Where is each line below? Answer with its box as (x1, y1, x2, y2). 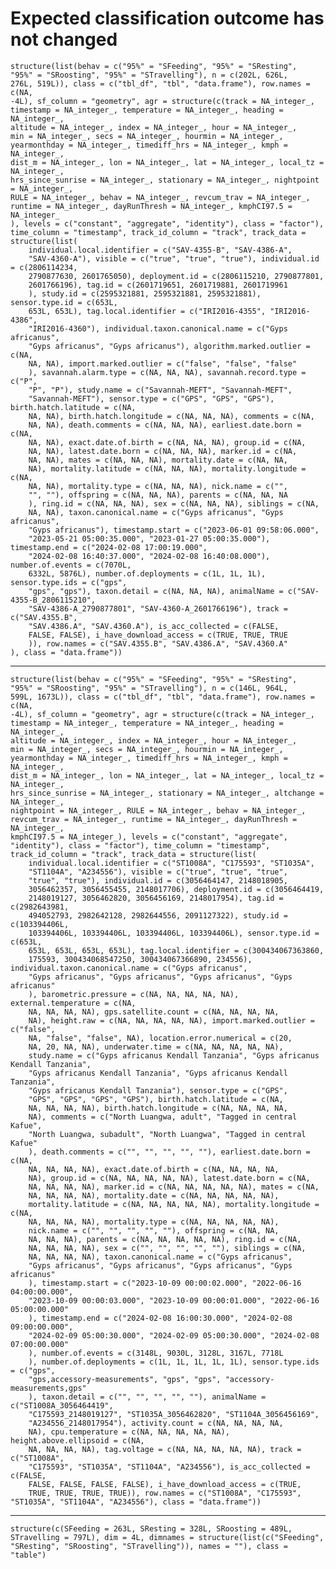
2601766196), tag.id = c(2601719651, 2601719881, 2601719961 (28, 280, 288, 290)
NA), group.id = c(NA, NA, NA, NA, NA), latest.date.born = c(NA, (28, 1173, 311, 1183)
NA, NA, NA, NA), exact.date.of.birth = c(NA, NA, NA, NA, (28, 1164, 280, 1174)
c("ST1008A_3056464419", (10, 1400, 114, 1411)
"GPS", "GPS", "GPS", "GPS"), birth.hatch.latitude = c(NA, (28, 1094, 284, 1104)
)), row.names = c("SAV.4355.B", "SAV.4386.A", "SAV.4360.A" (28, 638, 288, 649)
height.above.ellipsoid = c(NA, (10, 1435, 145, 1446)
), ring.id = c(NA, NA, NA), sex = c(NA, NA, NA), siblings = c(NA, (28, 498, 320, 509)
